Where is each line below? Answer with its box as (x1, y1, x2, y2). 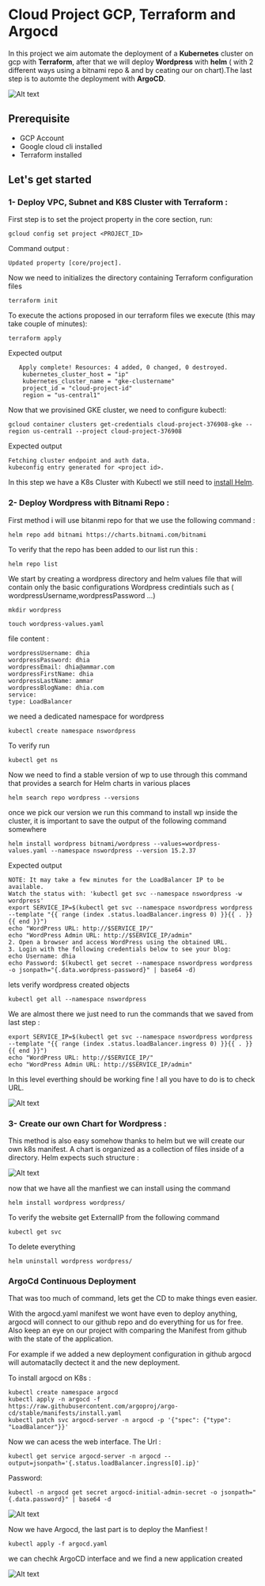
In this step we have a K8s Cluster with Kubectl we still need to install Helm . (8, 478, 255, 487)
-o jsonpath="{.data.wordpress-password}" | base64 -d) (8, 966, 196, 974)
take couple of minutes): (8, 319, 88, 329)
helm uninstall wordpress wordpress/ (8, 1257, 133, 1265)
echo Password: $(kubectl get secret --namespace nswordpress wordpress (8, 959, 253, 967)
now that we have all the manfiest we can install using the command (8, 1184, 231, 1193)
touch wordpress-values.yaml (8, 620, 104, 627)
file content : (8, 634, 50, 643)
